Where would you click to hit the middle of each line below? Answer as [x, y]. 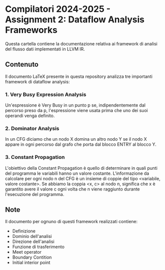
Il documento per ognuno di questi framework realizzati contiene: [71, 222]
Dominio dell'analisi [32, 236]
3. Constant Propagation [35, 157]
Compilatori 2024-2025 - [58, 9]
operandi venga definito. [30, 116]
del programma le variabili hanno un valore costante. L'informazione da [77, 173]
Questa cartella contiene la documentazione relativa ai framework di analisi [81, 43]
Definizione [24, 231]
